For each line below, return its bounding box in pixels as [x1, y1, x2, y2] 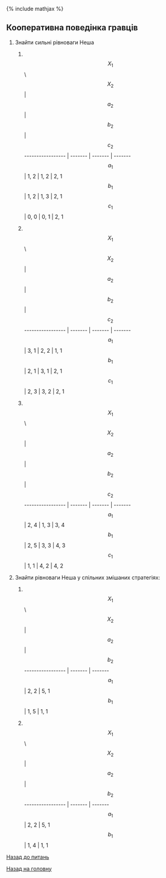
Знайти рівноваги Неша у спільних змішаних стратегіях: [14, 574, 161, 581]
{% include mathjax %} [6, 5, 64, 12]
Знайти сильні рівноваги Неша [14, 39, 95, 46]
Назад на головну [6, 865, 53, 872]
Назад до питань [6, 853, 49, 860]
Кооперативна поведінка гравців [6, 22, 138, 33]
